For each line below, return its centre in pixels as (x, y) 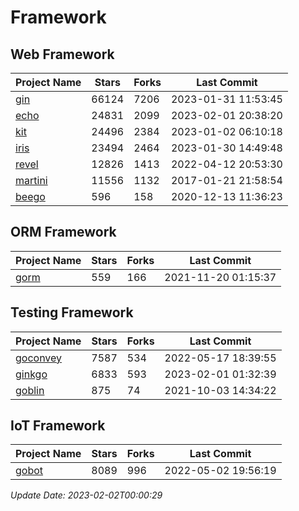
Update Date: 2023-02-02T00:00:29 (86, 495)
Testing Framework (72, 312)
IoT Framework (58, 426)
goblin (30, 390)
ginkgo (31, 374)
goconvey (39, 358)
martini (31, 180)
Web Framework (62, 54)
